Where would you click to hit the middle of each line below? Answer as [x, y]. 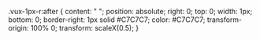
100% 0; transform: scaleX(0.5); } [85, 28]
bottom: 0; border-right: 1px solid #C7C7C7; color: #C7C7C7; [107, 20]
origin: [19, 28]
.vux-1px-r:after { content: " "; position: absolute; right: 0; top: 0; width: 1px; [130, 11]
